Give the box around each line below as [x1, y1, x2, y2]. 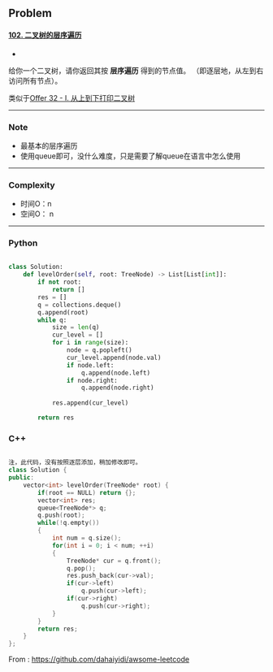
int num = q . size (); [51, 534, 122, 543]
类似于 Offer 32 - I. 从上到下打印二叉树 [8, 93, 136, 102]
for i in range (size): [51, 339, 129, 347]
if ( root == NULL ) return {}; [37, 488, 136, 496]
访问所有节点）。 [8, 76, 63, 85]
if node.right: [66, 376, 118, 384]
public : [8, 474, 35, 482]
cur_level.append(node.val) [66, 353, 162, 362]
